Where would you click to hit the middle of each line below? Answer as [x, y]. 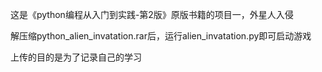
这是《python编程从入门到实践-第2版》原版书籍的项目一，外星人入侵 [152, 14]
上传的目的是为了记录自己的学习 [76, 57]
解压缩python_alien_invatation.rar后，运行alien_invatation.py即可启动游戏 [161, 36]
